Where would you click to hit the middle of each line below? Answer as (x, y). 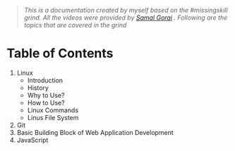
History (38, 88)
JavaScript (32, 140)
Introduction (45, 80)
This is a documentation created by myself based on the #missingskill (126, 10)
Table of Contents (60, 54)
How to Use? (46, 103)
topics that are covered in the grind (75, 25)
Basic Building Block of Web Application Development (95, 132)
